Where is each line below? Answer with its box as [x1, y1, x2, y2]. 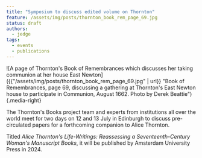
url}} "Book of [150, 77, 185, 84]
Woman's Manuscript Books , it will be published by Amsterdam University [6, 139, 191, 147]
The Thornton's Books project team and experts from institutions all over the [6, 108, 196, 115]
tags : [6, 37, 20, 43]
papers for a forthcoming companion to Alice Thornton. [32, 121, 170, 128]
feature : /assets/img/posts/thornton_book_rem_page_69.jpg [6, 14, 158, 21]
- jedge [11, 31, 31, 37]
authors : [6, 25, 28, 32]
